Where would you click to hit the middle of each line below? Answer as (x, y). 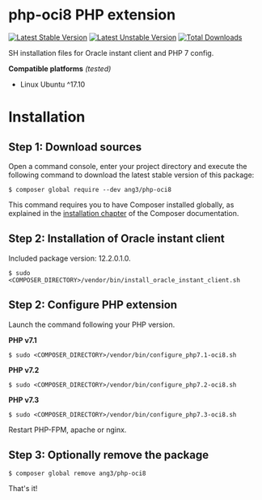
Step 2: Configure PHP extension (93, 305)
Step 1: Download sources (75, 147)
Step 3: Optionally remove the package (109, 455)
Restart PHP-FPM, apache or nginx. (68, 430)
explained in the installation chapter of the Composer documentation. (124, 213)
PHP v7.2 (24, 370)
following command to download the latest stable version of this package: (131, 175)
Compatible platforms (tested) (60, 68)
